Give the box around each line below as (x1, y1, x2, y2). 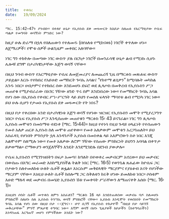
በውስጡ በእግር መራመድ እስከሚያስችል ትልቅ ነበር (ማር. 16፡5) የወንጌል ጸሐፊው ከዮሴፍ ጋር (5, 159, 160, 165)
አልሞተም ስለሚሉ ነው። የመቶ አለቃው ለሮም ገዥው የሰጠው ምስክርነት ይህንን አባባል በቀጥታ (5, 138, 161, 144)
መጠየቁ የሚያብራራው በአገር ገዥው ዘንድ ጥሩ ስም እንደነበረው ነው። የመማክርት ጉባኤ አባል (5, 88, 158, 94)
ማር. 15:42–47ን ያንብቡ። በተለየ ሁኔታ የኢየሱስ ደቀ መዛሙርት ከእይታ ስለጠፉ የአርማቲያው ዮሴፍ (5, 26, 162, 31)
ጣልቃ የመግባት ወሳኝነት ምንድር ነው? (5, 30, 64, 35)
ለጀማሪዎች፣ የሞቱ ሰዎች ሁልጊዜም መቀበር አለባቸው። (5, 45, 96, 51)
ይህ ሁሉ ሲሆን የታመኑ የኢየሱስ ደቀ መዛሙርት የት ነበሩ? (5, 99, 99, 105)
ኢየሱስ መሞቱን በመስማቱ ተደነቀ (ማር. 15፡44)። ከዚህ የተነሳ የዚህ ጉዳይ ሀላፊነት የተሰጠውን (5, 121, 161, 127)
